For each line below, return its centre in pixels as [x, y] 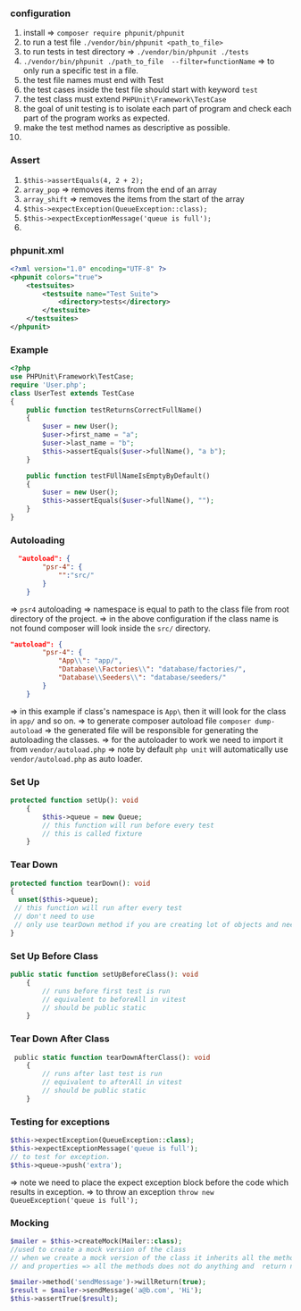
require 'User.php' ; [49, 385]
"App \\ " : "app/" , [91, 661]
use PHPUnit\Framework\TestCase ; [72, 377]
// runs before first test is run [106, 991]
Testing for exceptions [60, 1122]
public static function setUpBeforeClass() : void [105, 974]
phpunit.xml [37, 250]
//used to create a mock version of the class [98, 1249]
